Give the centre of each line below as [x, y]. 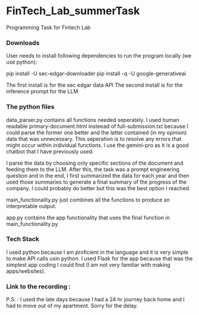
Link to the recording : [39, 286]
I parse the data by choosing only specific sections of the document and [95, 163]
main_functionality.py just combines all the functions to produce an [88, 200]
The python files [30, 107]
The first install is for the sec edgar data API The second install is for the [94, 85]
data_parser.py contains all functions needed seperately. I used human [93, 119]
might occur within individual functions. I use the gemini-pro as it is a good [97, 145]
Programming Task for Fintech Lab [48, 27]
